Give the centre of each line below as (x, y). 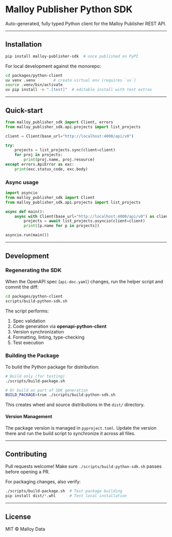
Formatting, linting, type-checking (49, 337)
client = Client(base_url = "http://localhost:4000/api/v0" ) (70, 136)
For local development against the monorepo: (53, 66)
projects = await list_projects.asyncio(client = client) (84, 221)
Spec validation (29, 321)
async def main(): (25, 211)
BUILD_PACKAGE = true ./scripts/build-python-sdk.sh (60, 395)
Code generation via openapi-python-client (59, 326)
